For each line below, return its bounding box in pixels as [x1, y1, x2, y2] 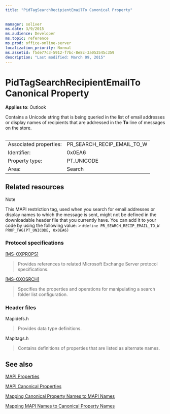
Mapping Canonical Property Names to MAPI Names [5, 393, 115, 399]
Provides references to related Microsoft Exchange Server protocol [17, 260, 158, 267]
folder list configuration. [17, 291, 68, 298]
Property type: [8, 157, 42, 164]
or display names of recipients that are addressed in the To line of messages [5, 120, 165, 126]
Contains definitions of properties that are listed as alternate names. [17, 345, 160, 351]
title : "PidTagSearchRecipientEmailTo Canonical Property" [5, 7, 133, 13]
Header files [5, 304, 37, 311]
